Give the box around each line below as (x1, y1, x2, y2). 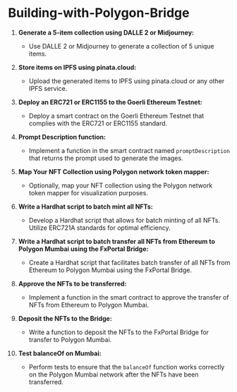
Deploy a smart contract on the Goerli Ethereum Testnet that (28, 111, 205, 120)
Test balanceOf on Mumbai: (18, 349, 102, 357)
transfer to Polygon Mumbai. (28, 335, 112, 343)
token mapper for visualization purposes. (28, 188, 149, 197)
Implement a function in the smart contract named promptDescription (28, 146, 230, 154)
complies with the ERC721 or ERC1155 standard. (28, 118, 168, 128)
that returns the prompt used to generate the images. (28, 154, 183, 162)
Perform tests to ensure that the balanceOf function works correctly (28, 362, 225, 371)
